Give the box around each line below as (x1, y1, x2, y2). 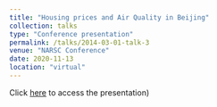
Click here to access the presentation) (9, 86, 150, 98)
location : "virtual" (9, 63, 87, 72)
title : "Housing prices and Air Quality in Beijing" (9, 12, 210, 22)
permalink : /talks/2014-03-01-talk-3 (9, 37, 150, 47)
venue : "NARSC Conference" (9, 46, 110, 55)
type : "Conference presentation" (9, 29, 134, 38)
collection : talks (9, 21, 78, 30)
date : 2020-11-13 (9, 54, 74, 63)
